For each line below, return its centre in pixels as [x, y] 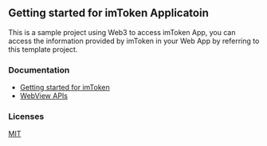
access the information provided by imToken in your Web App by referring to [134, 41]
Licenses [26, 116]
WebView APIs [44, 96]
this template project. [43, 49]
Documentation [39, 69]
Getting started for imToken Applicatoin [108, 13]
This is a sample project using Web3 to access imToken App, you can [122, 32]
